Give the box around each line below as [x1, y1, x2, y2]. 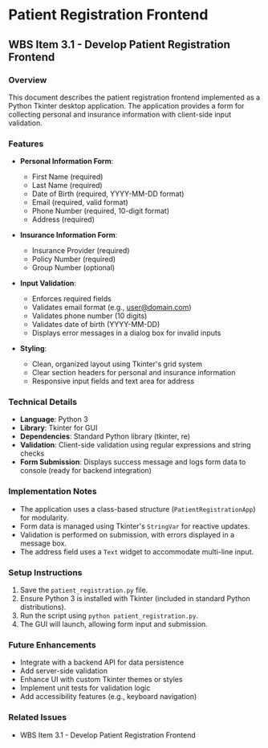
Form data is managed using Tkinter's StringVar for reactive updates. [19, 521, 250, 531]
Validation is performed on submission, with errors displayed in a [19, 529, 235, 539]
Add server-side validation [19, 666, 108, 676]
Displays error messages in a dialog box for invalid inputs [31, 328, 221, 338]
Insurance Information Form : [19, 231, 118, 240]
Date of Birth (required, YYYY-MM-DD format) [31, 189, 185, 198]
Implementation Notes [8, 486, 98, 497]
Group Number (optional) [31, 263, 116, 272]
